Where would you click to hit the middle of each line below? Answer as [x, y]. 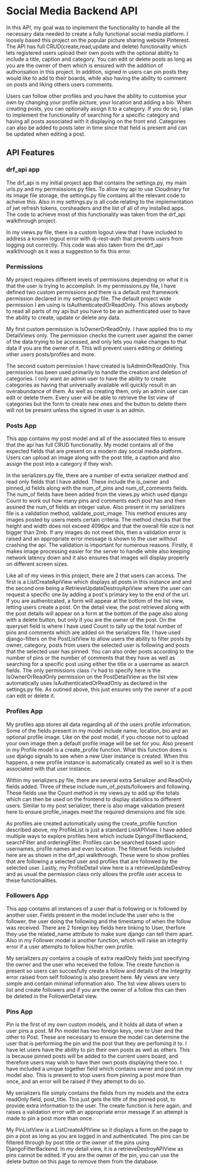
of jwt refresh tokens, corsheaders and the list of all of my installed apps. [96, 208]
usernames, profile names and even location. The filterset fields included [96, 848]
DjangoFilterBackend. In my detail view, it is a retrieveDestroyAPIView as [95, 1149]
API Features [30, 153]
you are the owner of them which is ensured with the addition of [85, 65]
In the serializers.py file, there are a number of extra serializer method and [97, 475]
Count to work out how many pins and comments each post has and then [96, 501]
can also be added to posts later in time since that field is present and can [97, 127]
